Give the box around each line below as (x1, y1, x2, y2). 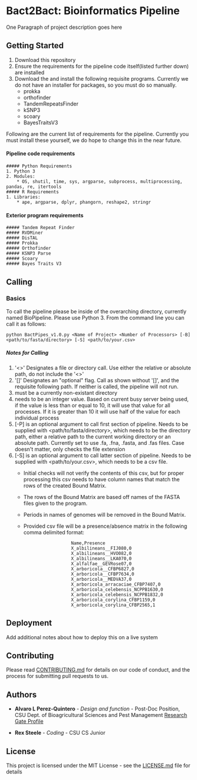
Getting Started (6, 41, 64, 51)
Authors (6, 689, 37, 699)
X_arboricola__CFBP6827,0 (71, 566, 135, 572)
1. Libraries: (6, 194, 41, 200)
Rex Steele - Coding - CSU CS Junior (14, 729, 106, 736)
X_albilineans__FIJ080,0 (71, 545, 132, 551)
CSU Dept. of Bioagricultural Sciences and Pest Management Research (14, 712, 188, 719)
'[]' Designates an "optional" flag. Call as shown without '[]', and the (14, 376, 179, 384)
